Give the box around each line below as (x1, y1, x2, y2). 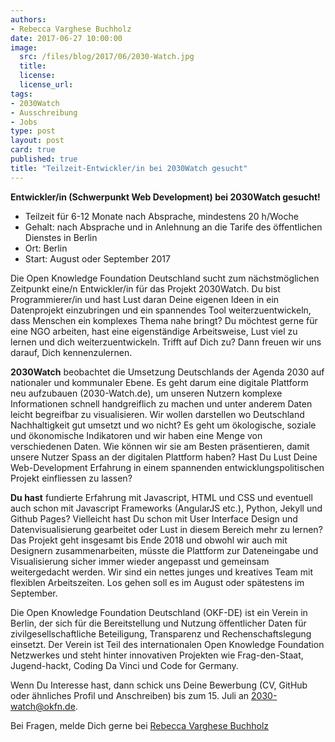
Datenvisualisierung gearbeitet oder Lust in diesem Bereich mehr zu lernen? (10, 523, 323, 535)
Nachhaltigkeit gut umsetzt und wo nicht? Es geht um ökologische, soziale (10, 419, 317, 431)
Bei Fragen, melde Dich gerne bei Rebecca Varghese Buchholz (10, 719, 270, 731)
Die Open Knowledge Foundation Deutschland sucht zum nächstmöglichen (10, 272, 320, 284)
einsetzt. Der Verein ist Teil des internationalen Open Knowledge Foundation (10, 638, 325, 650)
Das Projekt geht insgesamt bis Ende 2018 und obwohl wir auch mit (10, 534, 288, 546)
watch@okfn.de (10, 700, 76, 712)
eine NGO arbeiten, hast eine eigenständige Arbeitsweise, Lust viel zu (10, 325, 298, 337)
